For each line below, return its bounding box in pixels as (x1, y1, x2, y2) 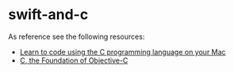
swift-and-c (8, 6, 89, 24)
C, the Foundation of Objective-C (19, 56, 129, 65)
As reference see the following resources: (8, 32, 145, 41)
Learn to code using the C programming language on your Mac (19, 47, 226, 56)
